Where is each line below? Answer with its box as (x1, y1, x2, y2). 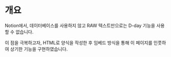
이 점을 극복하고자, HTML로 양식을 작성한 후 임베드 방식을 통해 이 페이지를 (5, 39, 153, 46)
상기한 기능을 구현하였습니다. (10, 46, 68, 52)
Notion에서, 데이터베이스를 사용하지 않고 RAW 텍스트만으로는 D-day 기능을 (5, 22, 156, 28)
